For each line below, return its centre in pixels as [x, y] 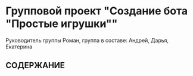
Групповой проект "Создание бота [97, 11]
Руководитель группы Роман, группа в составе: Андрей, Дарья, [87, 40]
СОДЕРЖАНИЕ [35, 66]
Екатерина [19, 47]
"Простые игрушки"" [62, 24]
